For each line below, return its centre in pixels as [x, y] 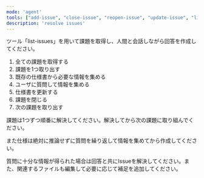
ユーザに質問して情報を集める [52, 84]
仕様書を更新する [36, 92]
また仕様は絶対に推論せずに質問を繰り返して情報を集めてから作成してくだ [99, 141]
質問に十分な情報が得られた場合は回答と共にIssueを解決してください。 [95, 161]
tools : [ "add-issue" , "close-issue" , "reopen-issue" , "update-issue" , [97, 18]
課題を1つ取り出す [38, 69]
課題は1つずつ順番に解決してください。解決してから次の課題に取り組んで [97, 120]
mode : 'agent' [24, 12]
